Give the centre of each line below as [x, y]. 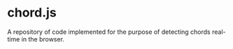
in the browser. [43, 39]
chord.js [32, 13]
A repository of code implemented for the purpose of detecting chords [109, 32]
